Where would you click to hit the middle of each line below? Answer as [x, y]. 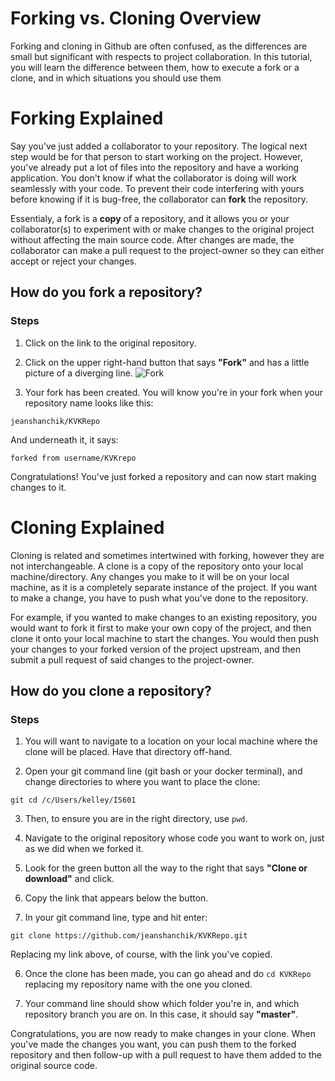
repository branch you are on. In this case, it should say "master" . [161, 1014]
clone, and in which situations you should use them [116, 78]
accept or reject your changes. [74, 261]
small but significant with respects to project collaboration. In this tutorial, [161, 56]
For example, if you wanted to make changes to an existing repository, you [163, 617]
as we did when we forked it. [84, 849]
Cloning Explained [87, 527]
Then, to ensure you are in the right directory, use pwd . [136, 819]
